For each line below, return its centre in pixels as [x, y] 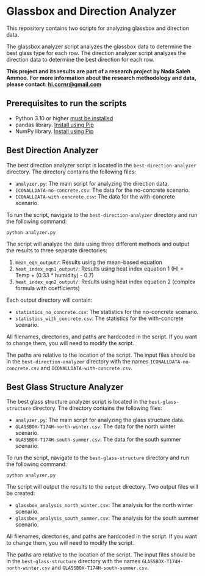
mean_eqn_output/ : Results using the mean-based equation [89, 262]
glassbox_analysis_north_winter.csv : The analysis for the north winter [104, 505]
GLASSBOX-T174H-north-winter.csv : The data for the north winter [95, 426]
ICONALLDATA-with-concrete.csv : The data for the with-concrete [95, 196]
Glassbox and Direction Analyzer [91, 11]
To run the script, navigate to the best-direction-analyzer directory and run [102, 214]
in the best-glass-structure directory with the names [74, 561]
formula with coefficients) [48, 288]
